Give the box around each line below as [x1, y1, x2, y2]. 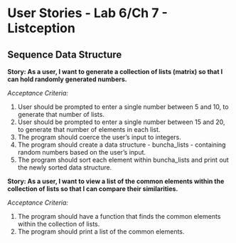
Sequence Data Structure [7, 48, 122, 61]
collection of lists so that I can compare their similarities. [7, 185, 178, 193]
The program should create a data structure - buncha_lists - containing [17, 140, 226, 149]
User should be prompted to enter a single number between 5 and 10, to [17, 103, 229, 111]
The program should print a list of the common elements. [17, 227, 185, 236]
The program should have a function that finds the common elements [17, 212, 221, 220]
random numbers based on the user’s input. [17, 148, 146, 156]
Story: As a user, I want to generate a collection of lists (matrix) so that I [7, 68, 223, 76]
